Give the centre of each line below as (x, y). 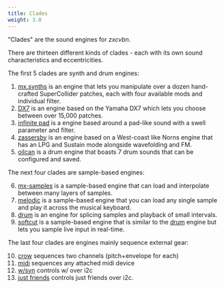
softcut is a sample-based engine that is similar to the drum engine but (117, 222)
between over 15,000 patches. (60, 115)
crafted (28, 94)
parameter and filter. (46, 130)
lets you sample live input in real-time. (71, 229)
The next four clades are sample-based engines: (76, 172)
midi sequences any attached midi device (76, 263)
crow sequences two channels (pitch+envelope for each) (98, 256)
